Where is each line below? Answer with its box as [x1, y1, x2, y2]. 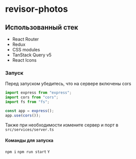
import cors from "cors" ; [5, 95, 58, 100]
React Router [12, 36, 39, 42]
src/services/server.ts [5, 127, 54, 132]
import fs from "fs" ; [5, 100, 50, 105]
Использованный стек [5, 23, 78, 32]
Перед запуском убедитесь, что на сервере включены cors [5, 80, 132, 87]
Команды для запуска [5, 137, 53, 144]
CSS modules [12, 47, 41, 52]
